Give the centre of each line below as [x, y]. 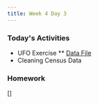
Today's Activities [38, 37]
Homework [26, 78]
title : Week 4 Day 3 [37, 14]
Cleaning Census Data [49, 60]
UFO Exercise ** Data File [54, 53]
